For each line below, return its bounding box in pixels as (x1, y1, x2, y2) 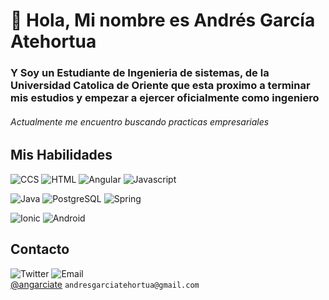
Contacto (10, 241, 70, 258)
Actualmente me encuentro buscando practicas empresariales (10, 115, 270, 128)
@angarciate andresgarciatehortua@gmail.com (10, 278, 200, 290)
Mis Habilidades (10, 147, 113, 164)
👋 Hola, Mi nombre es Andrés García (10, 9, 316, 32)
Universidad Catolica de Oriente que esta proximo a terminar (10, 79, 311, 93)
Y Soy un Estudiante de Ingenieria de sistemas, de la (10, 66, 270, 80)
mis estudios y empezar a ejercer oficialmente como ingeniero (10, 91, 320, 105)
